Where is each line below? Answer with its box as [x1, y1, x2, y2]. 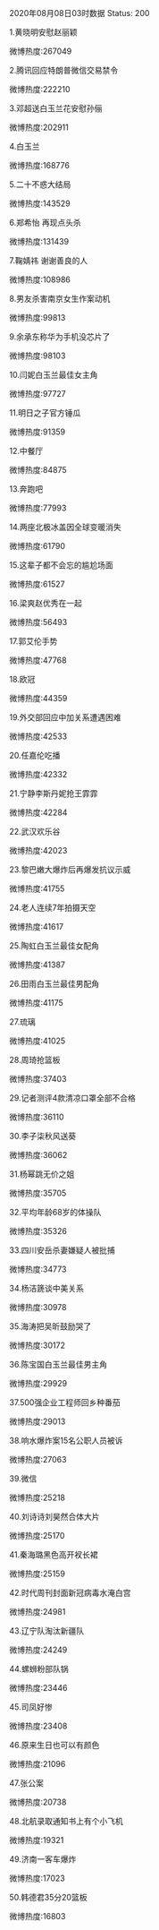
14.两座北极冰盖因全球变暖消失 [9, 522, 122, 532]
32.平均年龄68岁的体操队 [9, 1207, 102, 1217]
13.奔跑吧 [9, 484, 44, 494]
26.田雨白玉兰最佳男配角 [9, 979, 100, 989]
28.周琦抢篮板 [9, 1055, 61, 1065]
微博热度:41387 [9, 959, 65, 970]
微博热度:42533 [9, 731, 68, 742]
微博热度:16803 [9, 1911, 66, 1921]
